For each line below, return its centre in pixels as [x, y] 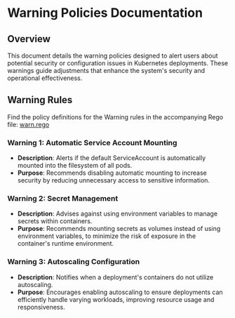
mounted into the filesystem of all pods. [75, 166]
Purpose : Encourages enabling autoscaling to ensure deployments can [120, 292]
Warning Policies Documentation [105, 13]
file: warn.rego [28, 124]
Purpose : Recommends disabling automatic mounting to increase [112, 173]
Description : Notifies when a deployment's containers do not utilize [115, 277]
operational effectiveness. [45, 78]
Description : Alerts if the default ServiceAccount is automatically [112, 158]
